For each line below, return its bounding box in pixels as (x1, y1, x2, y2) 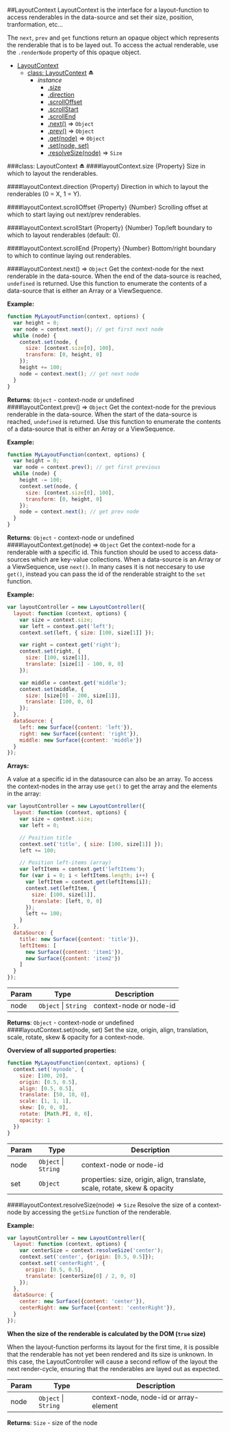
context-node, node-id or (92, 1392, 177, 1402)
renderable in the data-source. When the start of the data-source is (7, 410, 197, 418)
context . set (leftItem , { (25, 885, 97, 892)
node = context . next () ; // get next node (19, 370, 139, 377)
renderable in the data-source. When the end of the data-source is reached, (7, 272, 222, 280)
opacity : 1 (19, 1116, 51, 1124)
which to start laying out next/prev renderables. (7, 210, 142, 218)
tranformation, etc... (7, 21, 64, 28)
